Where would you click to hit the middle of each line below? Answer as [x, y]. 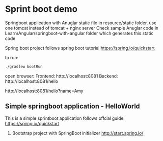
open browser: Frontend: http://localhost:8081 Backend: [62, 76]
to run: [12, 57]
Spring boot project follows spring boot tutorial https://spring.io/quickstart [80, 48]
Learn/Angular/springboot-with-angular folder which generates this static [79, 33]
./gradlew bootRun [24, 67]
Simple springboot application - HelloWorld [73, 106]
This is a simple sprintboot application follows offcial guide [64, 118]
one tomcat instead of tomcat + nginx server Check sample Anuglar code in [82, 28]
